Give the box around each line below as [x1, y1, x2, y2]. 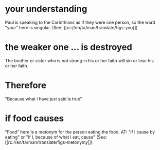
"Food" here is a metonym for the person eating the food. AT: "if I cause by [5, 129, 155, 134]
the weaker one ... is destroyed [5, 42, 132, 53]
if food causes [5, 113, 64, 124]
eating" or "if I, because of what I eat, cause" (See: [5, 134, 107, 140]
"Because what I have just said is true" [5, 96, 83, 101]
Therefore [5, 80, 47, 91]
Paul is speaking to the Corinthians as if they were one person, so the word [5, 19, 156, 25]
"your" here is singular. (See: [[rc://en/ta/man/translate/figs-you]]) [5, 24, 138, 30]
